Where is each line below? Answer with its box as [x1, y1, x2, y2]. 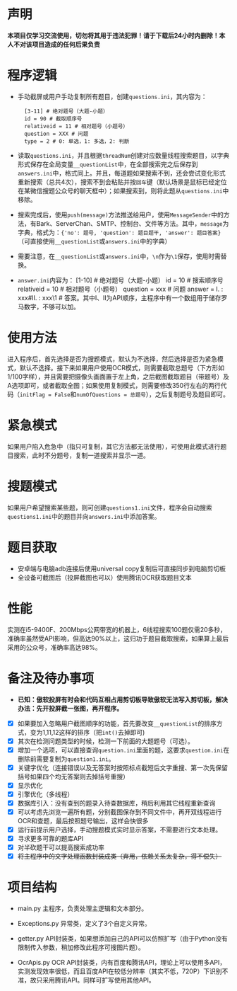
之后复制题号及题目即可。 [154, 390, 229, 399]
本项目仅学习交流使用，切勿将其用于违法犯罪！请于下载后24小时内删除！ [7, 31, 220, 40]
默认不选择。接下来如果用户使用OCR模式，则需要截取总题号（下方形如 [19, 363, 224, 372]
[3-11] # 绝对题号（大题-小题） [24, 108, 109, 115]
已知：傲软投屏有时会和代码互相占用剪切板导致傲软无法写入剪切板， [17, 695, 216, 704]
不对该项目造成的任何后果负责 [13, 40, 100, 48]
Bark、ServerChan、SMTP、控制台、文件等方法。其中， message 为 [36, 219, 229, 227]
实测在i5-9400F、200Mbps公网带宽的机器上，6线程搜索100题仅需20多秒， [7, 625, 227, 634]
